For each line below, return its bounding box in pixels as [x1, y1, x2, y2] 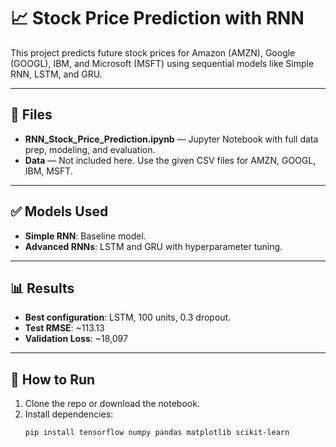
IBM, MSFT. [24, 165, 73, 177]
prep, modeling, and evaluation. [24, 143, 156, 155]
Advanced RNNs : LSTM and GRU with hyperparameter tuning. [24, 240, 283, 252]
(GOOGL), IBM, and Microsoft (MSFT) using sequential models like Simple [10, 57, 315, 69]
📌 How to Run [10, 371, 96, 388]
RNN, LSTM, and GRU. [10, 68, 103, 80]
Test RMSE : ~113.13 [24, 322, 105, 334]
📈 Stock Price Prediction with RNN [10, 7, 305, 30]
